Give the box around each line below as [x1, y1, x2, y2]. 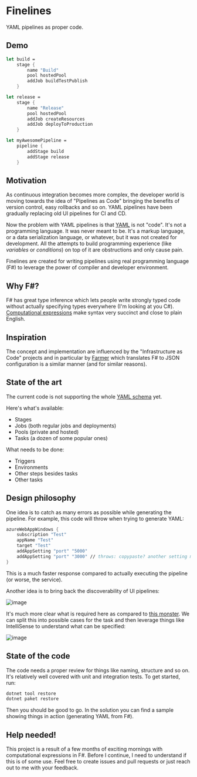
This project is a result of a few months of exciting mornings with [6, 745, 163, 753]
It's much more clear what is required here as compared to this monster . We [6, 610, 189, 617]
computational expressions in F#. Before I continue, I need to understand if [6, 752, 186, 759]
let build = [6, 56, 35, 62]
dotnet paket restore [6, 696, 59, 702]
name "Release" [27, 105, 64, 111]
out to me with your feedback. [6, 764, 79, 771]
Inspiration [6, 332, 47, 342]
